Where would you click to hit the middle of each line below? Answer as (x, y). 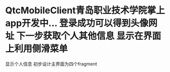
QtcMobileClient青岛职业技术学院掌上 (85, 10)
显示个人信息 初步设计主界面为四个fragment (51, 64)
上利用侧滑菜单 (37, 49)
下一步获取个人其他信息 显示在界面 (89, 36)
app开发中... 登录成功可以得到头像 (77, 23)
